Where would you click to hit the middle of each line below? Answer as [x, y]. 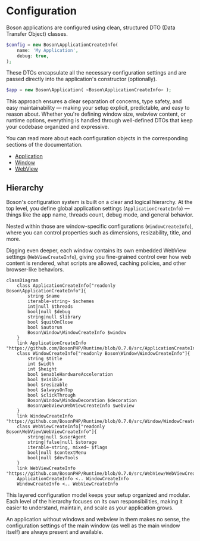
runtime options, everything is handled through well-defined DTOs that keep [100, 120]
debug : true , [33, 56]
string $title [45, 359]
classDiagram [22, 281]
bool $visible [45, 380]
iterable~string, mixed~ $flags [68, 448]
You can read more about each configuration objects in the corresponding [97, 138]
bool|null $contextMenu [57, 453]
